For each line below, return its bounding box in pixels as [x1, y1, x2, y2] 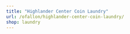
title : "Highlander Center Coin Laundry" [6, 8, 109, 14]
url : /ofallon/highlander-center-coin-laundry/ [6, 14, 125, 20]
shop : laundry [6, 19, 41, 25]
